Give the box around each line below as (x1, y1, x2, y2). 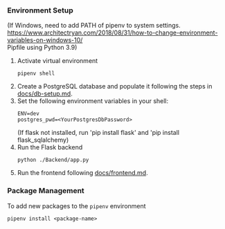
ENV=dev (17, 110, 39, 118)
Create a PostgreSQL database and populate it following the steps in (17, 82, 213, 91)
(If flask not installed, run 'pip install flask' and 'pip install (17, 129, 180, 137)
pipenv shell (17, 70, 55, 77)
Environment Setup (7, 6, 74, 15)
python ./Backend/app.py (17, 156, 89, 164)
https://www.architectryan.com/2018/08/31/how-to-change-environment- (7, 28, 218, 37)
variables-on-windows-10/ (7, 36, 83, 44)
